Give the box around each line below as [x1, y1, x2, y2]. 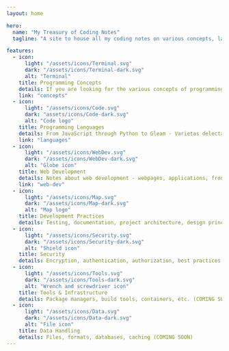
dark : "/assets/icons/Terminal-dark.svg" [24, 66, 145, 73]
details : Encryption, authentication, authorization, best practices [18, 257, 221, 264]
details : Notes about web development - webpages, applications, [18, 174, 209, 181]
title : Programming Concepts [18, 79, 102, 86]
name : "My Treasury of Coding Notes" [12, 29, 120, 36]
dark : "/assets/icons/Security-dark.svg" [24, 238, 145, 245]
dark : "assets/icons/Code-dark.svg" [24, 111, 129, 118]
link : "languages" [18, 136, 71, 144]
